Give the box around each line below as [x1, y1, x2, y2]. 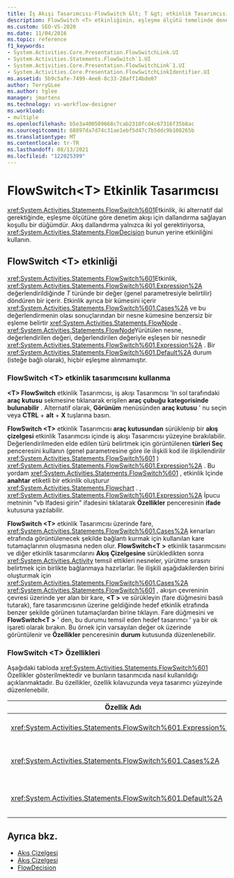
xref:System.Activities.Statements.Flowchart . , [7, 484, 141, 492]
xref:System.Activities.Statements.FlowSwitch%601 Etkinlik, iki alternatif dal [7, 206, 223, 214]
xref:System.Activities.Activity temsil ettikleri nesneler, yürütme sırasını [7, 556, 211, 564]
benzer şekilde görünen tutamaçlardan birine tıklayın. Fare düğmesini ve [7, 608, 214, 617]
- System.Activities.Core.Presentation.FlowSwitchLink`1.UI [7, 62, 186, 69]
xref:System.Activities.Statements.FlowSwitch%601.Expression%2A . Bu [7, 461, 216, 470]
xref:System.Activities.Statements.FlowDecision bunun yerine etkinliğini [7, 228, 213, 236]
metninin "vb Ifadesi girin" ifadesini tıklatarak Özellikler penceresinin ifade [7, 498, 221, 507]
